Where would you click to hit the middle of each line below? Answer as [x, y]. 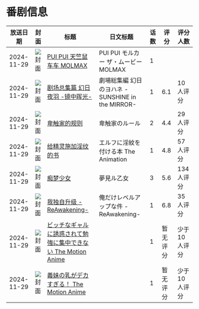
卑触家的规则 [65, 123]
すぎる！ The [65, 284]
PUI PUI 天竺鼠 [68, 56]
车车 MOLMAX [67, 65]
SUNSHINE [114, 97]
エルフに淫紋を [120, 142]
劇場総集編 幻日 [120, 80]
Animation [113, 159]
